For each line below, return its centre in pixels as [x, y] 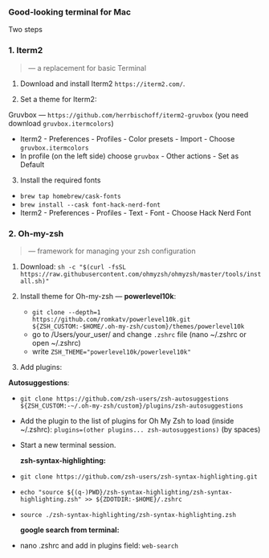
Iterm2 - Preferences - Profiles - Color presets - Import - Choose [127, 138]
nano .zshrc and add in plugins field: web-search [99, 545]
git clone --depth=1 [66, 312]
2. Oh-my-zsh [36, 233]
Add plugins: [41, 367]
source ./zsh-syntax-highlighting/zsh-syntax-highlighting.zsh [128, 515]
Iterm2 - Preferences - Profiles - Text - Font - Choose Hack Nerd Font [135, 212]
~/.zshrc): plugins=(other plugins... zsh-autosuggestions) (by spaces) [140, 429]
